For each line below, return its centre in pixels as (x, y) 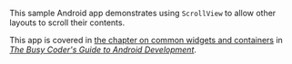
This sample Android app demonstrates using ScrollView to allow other (143, 13)
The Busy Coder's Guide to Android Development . (103, 50)
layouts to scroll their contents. (67, 23)
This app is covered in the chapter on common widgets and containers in (146, 40)
